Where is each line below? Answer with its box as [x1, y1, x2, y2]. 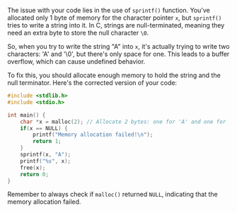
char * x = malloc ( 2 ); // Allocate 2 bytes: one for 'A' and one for [20, 118, 226, 125]
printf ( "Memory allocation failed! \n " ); [33, 131, 154, 139]
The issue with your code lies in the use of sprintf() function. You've [7, 6, 211, 14]
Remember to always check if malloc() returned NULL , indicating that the [7, 190, 218, 199]
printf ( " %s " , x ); [20, 157, 71, 165]
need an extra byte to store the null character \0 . [7, 28, 149, 37]
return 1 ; [33, 138, 62, 145]
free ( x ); [20, 164, 46, 171]
